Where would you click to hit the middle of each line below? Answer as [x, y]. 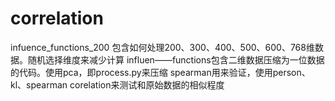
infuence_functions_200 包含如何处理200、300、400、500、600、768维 [162, 47]
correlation [57, 18]
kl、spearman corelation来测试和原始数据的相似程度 [117, 84]
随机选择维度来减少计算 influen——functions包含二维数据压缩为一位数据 [176, 59]
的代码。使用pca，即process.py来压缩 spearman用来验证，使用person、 [160, 72]
